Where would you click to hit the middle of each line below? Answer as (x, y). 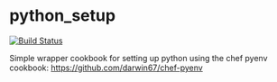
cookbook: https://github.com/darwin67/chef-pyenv (106, 68)
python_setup (62, 16)
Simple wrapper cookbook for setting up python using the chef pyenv (138, 58)
